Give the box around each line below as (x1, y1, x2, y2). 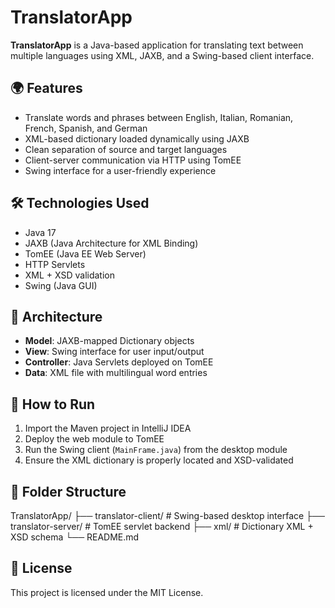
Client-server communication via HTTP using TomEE (24, 154, 242, 166)
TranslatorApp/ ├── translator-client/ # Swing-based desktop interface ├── (10, 510, 325, 521)
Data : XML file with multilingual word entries (24, 367, 208, 379)
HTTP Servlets (24, 258, 86, 270)
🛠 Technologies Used (10, 195, 150, 212)
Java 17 (24, 226, 57, 238)
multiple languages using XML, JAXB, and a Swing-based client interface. (10, 49, 315, 61)
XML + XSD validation (24, 269, 115, 281)
